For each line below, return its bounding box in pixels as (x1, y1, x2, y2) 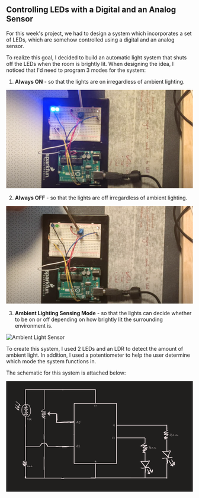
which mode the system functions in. (6, 358, 97, 365)
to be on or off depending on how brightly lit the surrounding (14, 316, 163, 323)
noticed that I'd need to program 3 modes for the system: (6, 66, 146, 74)
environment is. (14, 322, 53, 329)
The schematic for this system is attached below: (6, 369, 126, 376)
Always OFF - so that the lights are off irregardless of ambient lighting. (14, 194, 188, 201)
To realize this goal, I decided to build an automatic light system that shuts (6, 53, 187, 61)
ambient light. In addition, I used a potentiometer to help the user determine (6, 351, 191, 359)
